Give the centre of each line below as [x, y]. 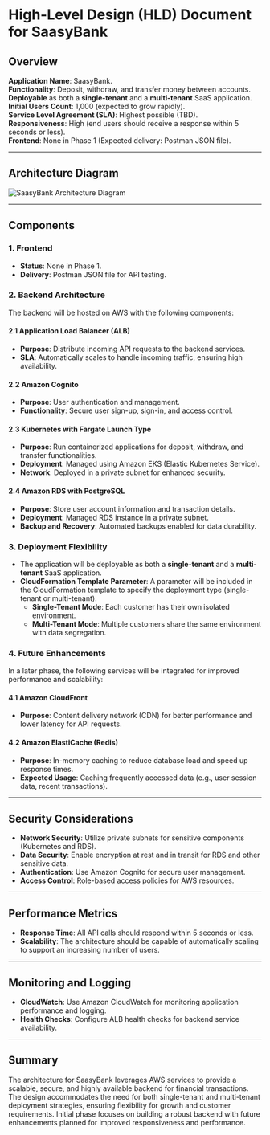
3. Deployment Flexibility [58, 546]
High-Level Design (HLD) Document [130, 15]
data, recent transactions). [64, 786]
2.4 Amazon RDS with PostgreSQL [67, 491]
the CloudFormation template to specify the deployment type [121, 590]
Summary [33, 1061]
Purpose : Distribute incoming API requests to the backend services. [133, 349]
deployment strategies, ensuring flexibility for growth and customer [120, 1105]
